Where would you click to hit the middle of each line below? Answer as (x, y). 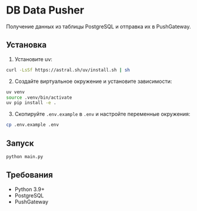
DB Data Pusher (45, 10)
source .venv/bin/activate (39, 98)
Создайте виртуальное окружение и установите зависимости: (93, 81)
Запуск (20, 143)
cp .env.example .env (33, 125)
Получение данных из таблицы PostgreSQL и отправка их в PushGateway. (98, 26)
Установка (26, 45)
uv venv (16, 92)
